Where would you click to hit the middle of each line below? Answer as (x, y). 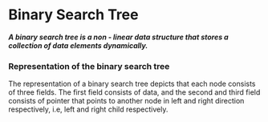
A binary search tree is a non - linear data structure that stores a (118, 37)
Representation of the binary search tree (89, 66)
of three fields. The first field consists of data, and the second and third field (134, 92)
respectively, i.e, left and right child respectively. (88, 109)
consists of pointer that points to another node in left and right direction (126, 101)
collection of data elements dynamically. (78, 45)
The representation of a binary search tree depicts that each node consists (132, 84)
